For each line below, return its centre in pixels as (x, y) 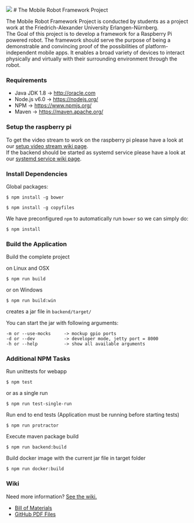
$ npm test (19, 382)
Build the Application (37, 244)
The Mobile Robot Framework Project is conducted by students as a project (97, 21)
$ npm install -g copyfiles (40, 207)
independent (21, 53)
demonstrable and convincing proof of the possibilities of (75, 46)
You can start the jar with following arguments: (62, 323)
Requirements (27, 80)
